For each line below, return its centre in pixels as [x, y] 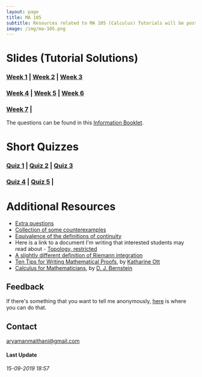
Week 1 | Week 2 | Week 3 [44, 77]
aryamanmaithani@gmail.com [43, 341]
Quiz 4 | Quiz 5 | [30, 182]
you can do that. [26, 308]
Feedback [25, 287]
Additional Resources [61, 207]
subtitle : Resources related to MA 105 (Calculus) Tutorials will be [95, 23]
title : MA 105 [24, 17]
